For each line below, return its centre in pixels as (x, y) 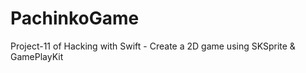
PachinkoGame (75, 18)
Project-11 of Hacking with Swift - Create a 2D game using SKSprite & (153, 46)
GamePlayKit (37, 56)
